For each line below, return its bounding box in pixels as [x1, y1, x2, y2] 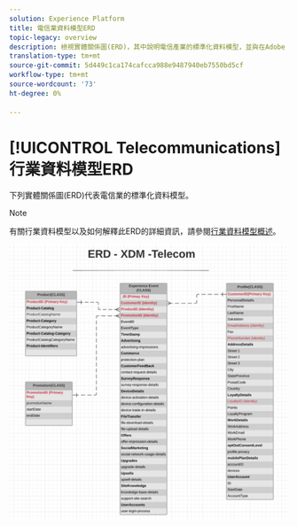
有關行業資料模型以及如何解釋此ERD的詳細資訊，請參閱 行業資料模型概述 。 [9, 226, 281, 236]
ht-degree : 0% [9, 89, 62, 97]
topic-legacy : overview [9, 33, 98, 42]
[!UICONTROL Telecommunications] [9, 137, 281, 158]
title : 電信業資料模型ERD [9, 23, 96, 33]
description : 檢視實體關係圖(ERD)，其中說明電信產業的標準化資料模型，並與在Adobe [9, 43, 285, 51]
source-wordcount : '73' [9, 80, 98, 89]
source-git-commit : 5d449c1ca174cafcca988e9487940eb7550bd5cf [9, 61, 244, 70]
